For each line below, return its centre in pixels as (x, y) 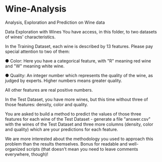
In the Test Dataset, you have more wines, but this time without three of (77, 99)
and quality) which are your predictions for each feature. (62, 129)
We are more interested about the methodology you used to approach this (79, 139)
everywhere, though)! (27, 154)
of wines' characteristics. (30, 37)
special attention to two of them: (37, 51)
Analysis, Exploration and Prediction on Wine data (55, 22)
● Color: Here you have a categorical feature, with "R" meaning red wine (78, 61)
